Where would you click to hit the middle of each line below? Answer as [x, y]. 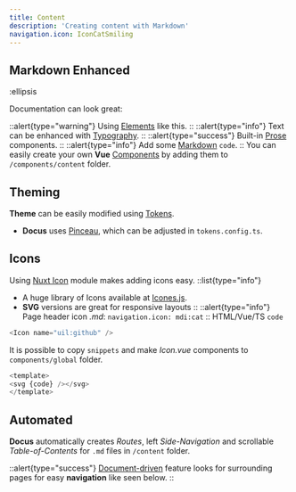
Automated [41, 420]
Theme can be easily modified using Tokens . [92, 213]
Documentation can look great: [66, 109]
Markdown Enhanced [70, 70]
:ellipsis [23, 92]
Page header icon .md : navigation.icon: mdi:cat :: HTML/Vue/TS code [152, 316]
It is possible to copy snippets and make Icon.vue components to [129, 349]
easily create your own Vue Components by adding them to [119, 155]
